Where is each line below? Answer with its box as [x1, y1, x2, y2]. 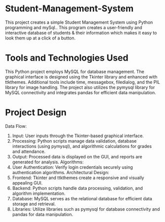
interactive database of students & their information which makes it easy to [5, 30, 157, 36]
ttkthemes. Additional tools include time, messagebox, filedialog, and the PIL [5, 79, 160, 85]
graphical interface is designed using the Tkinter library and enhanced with [5, 74, 158, 79]
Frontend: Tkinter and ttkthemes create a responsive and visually [12, 175, 144, 181]
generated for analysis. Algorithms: [12, 159, 84, 165]
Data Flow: [5, 123, 27, 129]
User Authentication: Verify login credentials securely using [12, 164, 133, 170]
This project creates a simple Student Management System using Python [5, 19, 153, 25]
